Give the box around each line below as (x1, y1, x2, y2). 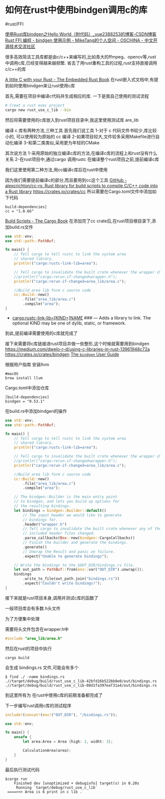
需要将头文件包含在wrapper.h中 (5, 626, 69, 632)
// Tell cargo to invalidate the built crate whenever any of (23, 526, 153, 532)
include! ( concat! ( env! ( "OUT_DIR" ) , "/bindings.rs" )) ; (5, 712, 118, 717)
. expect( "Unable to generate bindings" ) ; (23, 554, 109, 559)
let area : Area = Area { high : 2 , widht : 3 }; (23, 739, 113, 744)
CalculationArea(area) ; (23, 748, 71, 753)
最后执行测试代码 (5, 767, 40, 772)
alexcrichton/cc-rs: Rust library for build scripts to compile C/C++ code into (5, 183, 158, 188)
